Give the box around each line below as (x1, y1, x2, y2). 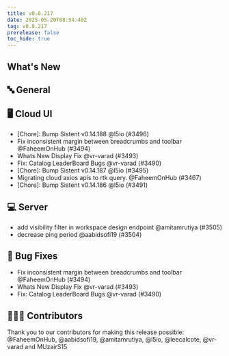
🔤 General (7, 84, 51, 96)
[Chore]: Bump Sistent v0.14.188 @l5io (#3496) (16, 129, 149, 138)
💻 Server (7, 201, 48, 213)
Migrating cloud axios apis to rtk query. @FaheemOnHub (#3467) (16, 173, 202, 181)
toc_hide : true (7, 36, 51, 42)
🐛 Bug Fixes (7, 250, 58, 262)
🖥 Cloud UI (7, 108, 53, 120)
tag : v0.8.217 (7, 23, 48, 29)
